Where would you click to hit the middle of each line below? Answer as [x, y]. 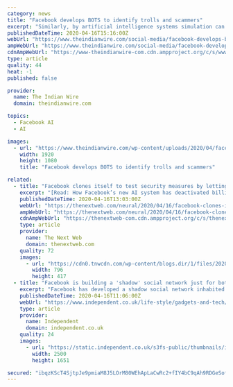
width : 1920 [37, 154]
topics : [18, 116]
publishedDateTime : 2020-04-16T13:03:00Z [80, 199]
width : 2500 [50, 354]
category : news [29, 14]
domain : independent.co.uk [64, 328]
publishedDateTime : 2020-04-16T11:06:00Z [80, 295]
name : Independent [52, 322]
